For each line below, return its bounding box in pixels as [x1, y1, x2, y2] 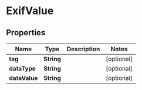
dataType [9, 65, 36, 72]
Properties [6, 28, 46, 38]
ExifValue [6, 4, 54, 18]
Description [66, 45, 100, 53]
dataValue [9, 74, 38, 82]
